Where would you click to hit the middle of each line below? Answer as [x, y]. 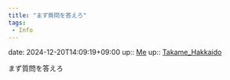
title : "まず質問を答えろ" [47, 15]
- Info [22, 30]
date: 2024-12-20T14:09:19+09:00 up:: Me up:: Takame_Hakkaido [115, 53]
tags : [17, 23]
